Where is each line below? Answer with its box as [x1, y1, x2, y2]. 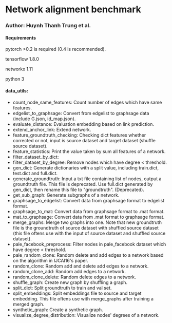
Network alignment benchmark [5, 4, 141, 15]
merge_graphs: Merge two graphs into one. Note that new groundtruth [12, 219, 162, 225]
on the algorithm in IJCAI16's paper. [12, 257, 88, 263]
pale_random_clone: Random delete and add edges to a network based [12, 252, 164, 258]
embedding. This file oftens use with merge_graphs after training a [12, 295, 154, 301]
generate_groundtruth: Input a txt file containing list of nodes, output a [12, 176, 162, 182]
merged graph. [12, 301, 45, 307]
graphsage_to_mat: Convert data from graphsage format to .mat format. [12, 208, 165, 214]
